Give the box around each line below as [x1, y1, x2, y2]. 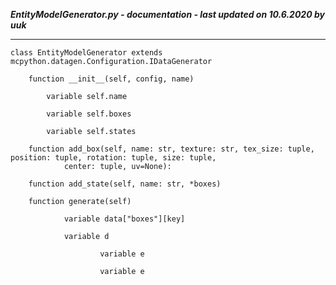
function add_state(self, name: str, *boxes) [28, 179, 222, 189]
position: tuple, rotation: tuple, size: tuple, [10, 153, 217, 163]
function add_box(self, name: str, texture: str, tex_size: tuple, [28, 144, 315, 154]
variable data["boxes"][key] [63, 214, 186, 224]
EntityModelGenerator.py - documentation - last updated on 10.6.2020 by [10, 9, 325, 20]
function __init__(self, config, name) [28, 74, 195, 84]
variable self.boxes [46, 109, 132, 119]
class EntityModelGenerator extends [10, 48, 163, 58]
